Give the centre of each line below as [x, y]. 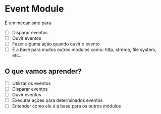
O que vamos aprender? [43, 71]
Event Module [34, 9]
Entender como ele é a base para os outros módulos [66, 106]
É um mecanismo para [28, 23]
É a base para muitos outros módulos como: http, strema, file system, [84, 50]
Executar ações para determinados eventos [57, 100]
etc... [17, 55]
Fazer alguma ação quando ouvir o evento [56, 44]
